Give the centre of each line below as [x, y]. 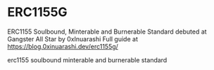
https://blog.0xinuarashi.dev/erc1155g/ [63, 46]
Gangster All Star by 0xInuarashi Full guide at [73, 38]
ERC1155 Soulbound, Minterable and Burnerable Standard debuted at [107, 31]
